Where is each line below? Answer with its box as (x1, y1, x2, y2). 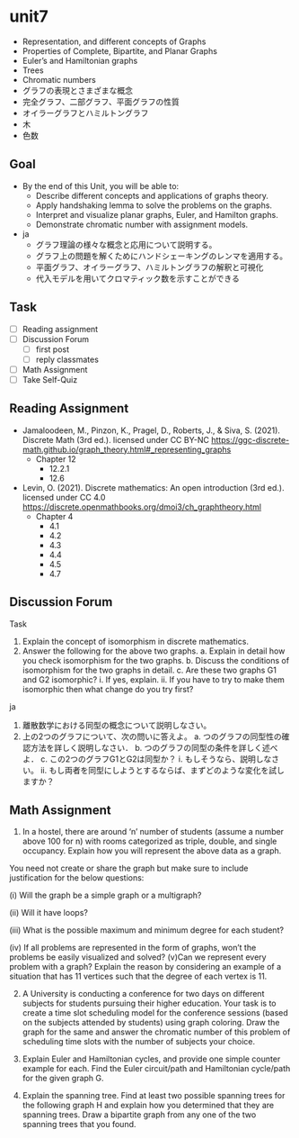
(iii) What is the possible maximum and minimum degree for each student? (9, 925, 285, 935)
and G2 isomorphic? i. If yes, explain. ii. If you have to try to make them (22, 673, 286, 685)
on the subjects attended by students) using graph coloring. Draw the (22, 1017, 280, 1028)
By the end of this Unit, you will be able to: (22, 180, 180, 191)
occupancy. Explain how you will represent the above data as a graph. (22, 845, 282, 856)
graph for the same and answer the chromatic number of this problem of (22, 1026, 291, 1037)
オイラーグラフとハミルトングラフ (22, 107, 149, 118)
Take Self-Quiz (22, 374, 78, 384)
